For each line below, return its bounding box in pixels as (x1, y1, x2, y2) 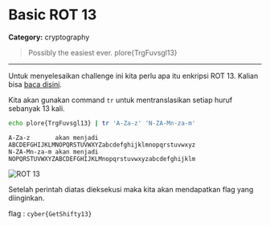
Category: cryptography (8, 32, 90, 42)
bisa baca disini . (8, 79, 63, 89)
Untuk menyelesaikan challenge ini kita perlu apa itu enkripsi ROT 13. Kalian (8, 71, 259, 80)
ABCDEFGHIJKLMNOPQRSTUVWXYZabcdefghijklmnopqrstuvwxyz (8, 141, 196, 149)
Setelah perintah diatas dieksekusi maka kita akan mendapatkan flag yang (8, 184, 254, 194)
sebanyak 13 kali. (8, 103, 66, 113)
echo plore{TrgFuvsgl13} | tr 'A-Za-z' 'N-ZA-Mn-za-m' (8, 119, 196, 127)
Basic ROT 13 (8, 6, 97, 24)
